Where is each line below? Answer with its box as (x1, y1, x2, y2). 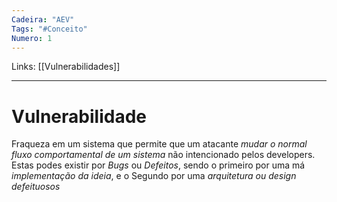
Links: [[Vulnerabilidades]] (11, 61, 121, 73)
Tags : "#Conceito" (11, 24, 88, 34)
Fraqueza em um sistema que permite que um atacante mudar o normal (11, 138, 308, 150)
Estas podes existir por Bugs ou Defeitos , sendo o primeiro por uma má (11, 159, 306, 171)
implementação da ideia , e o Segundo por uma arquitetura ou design (11, 170, 297, 182)
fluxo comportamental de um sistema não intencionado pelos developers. (11, 149, 316, 161)
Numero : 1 (11, 33, 53, 43)
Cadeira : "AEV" (11, 14, 75, 25)
